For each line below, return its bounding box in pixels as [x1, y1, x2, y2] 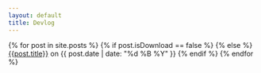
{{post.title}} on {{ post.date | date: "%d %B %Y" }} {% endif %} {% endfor [8, 49, 254, 58]
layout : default [8, 11, 62, 20]
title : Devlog [8, 19, 56, 27]
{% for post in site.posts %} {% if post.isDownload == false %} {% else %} [8, 40, 253, 49]
